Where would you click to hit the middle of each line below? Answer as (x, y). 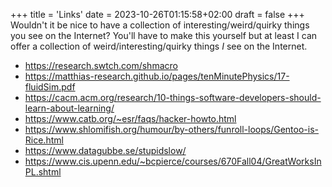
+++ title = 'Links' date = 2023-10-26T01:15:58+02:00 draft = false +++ (157, 14)
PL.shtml (43, 172)
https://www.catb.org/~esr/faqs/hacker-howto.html (130, 118)
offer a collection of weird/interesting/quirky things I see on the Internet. (159, 46)
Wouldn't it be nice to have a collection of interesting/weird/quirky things (160, 25)
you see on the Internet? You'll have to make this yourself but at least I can (164, 35)
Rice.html (44, 140)
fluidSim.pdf (50, 87)
